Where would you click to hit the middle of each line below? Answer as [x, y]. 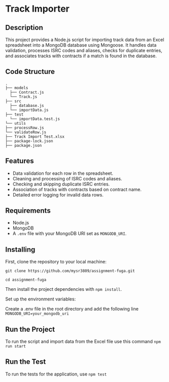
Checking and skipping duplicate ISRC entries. [61, 184]
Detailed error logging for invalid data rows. [58, 195]
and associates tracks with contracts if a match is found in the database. [81, 56]
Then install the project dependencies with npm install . [64, 289]
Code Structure [30, 72]
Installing [20, 250]
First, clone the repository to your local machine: [56, 262]
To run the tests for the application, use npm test [56, 374]
